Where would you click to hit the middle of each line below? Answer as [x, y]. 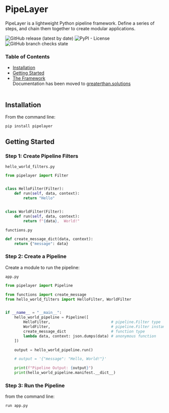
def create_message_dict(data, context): [49, 239]
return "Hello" [39, 198]
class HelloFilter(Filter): [35, 189]
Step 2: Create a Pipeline [36, 257]
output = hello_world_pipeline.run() [54, 350]
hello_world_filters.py [30, 167]
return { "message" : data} [41, 243]
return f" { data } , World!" [52, 221]
